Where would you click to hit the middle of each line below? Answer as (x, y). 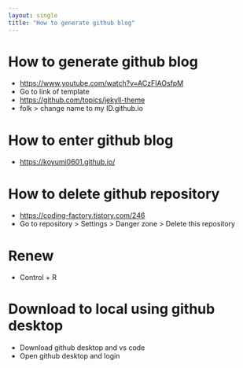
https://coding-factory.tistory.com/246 (82, 215)
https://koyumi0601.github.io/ (67, 162)
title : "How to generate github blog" (72, 23)
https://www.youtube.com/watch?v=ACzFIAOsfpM (101, 83)
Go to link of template (54, 92)
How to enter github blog (91, 140)
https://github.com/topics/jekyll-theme (82, 100)
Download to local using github (112, 309)
